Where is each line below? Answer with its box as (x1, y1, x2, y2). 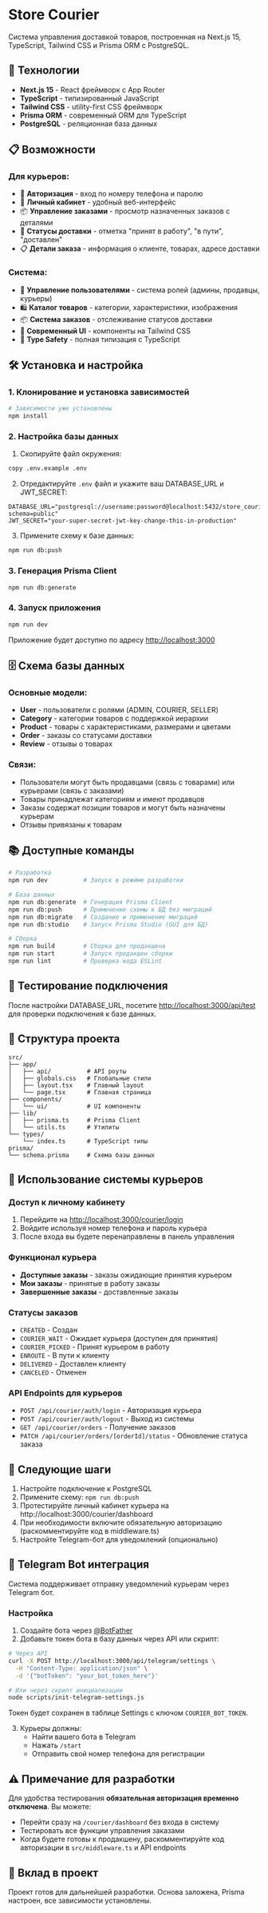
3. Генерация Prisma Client (8, 566, 117, 577)
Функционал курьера (8, 1252, 97, 1263)
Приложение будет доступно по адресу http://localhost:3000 (8, 635, 215, 645)
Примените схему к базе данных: (19, 531, 135, 541)
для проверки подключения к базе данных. (8, 1009, 157, 1018)
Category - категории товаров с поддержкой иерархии (19, 713, 209, 724)
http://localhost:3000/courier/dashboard (19, 1510, 154, 1518)
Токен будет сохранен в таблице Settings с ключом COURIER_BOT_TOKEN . (8, 1708, 249, 1718)
